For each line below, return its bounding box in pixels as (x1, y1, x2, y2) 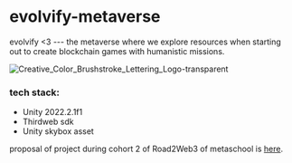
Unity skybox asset (22, 126, 95, 137)
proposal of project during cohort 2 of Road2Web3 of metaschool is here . (9, 143, 283, 155)
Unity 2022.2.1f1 (22, 107, 83, 118)
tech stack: (9, 86, 61, 99)
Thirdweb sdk (22, 116, 74, 128)
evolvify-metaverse (9, 6, 161, 27)
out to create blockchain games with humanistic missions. (9, 45, 225, 56)
